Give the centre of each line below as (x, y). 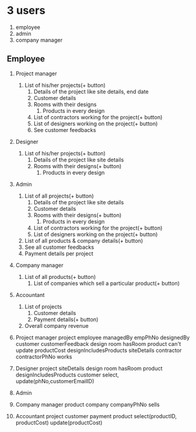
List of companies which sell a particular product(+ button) (107, 283)
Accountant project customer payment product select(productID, (96, 416)
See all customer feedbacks (59, 247)
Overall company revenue (57, 325)
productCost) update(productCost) (59, 422)
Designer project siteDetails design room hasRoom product (89, 368)
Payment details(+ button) (66, 319)
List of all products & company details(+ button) (84, 240)
